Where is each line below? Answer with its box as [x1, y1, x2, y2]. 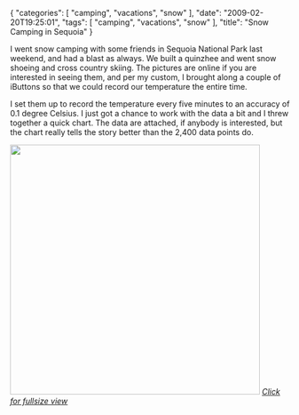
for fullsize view [10, 395, 68, 406]
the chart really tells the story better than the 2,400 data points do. [10, 127, 254, 137]
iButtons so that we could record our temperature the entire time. [10, 82, 248, 92]
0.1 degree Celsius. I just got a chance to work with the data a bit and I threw [10, 108, 289, 118]
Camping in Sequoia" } [10, 27, 93, 36]
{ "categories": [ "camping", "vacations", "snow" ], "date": [10, 8, 223, 18]
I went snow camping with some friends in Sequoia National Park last [10, 44, 263, 54]
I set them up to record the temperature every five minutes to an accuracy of [10, 99, 290, 109]
